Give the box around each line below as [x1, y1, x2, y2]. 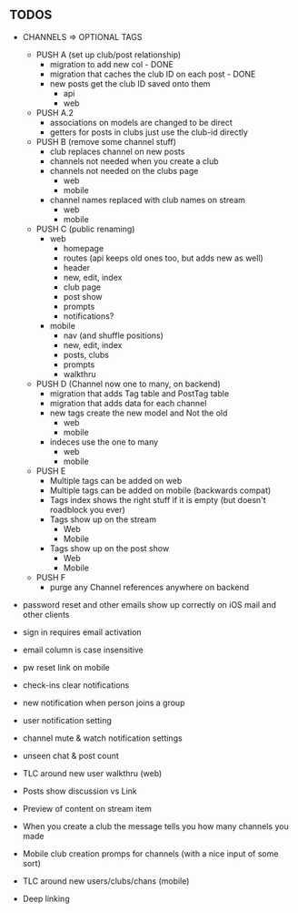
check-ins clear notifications [22, 679, 130, 691]
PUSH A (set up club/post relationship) [35, 49, 182, 60]
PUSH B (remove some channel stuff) [35, 136, 177, 147]
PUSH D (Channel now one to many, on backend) [35, 378, 221, 389]
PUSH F [35, 571, 66, 582]
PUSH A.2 [35, 107, 74, 118]
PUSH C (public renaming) [35, 223, 135, 234]
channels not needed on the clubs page [49, 165, 199, 176]
